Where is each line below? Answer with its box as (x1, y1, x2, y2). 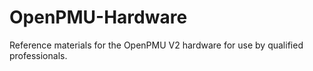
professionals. (9, 49, 68, 61)
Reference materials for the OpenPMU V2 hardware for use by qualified (9, 39, 304, 51)
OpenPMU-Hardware (9, 6, 188, 29)
